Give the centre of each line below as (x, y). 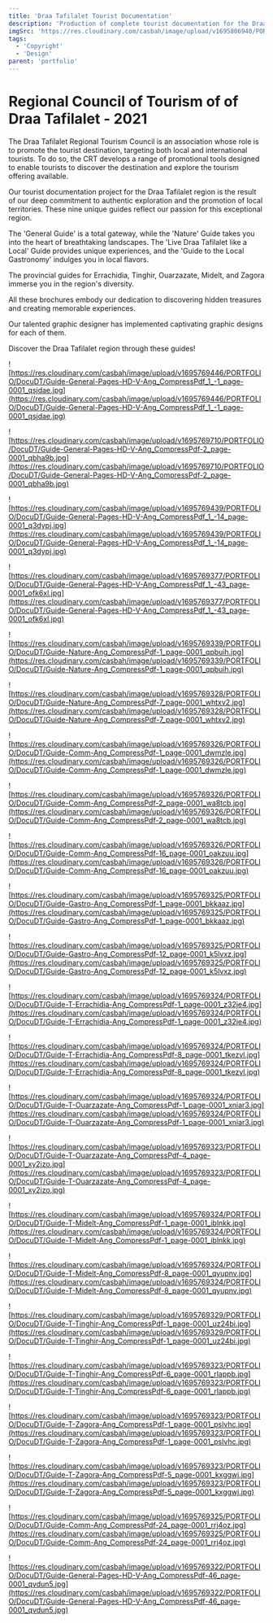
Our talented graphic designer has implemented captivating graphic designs (136, 324)
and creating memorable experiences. (72, 308)
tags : (17, 39)
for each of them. (37, 332)
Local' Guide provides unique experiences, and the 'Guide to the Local (126, 251)
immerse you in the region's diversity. (71, 284)
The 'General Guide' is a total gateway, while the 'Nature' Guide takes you (132, 233)
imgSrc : (22, 31)
